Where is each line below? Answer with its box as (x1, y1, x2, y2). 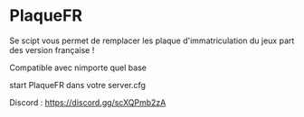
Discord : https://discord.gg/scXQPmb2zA (9, 96, 166, 108)
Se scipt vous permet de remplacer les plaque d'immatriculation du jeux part (9, 35, 295, 46)
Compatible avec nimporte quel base (9, 62, 147, 73)
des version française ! (9, 44, 95, 55)
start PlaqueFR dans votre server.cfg (9, 79, 147, 90)
